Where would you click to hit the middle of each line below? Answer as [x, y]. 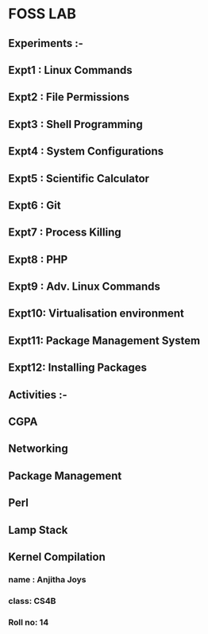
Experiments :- [46, 43]
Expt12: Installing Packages [78, 368]
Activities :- [38, 395]
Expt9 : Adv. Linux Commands [85, 287]
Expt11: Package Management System [104, 340]
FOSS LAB [42, 14]
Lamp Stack [38, 530]
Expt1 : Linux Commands [70, 70]
